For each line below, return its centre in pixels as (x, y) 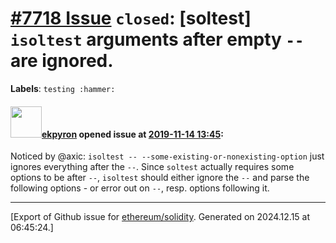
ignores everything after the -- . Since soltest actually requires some (152, 167)
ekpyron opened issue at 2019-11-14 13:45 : (132, 134)
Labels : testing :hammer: (63, 88)
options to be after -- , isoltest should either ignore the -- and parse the (160, 178)
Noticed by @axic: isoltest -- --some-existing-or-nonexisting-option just (167, 156)
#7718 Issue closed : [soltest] (131, 18)
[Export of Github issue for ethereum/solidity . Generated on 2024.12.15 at (160, 217)
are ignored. (62, 61)
